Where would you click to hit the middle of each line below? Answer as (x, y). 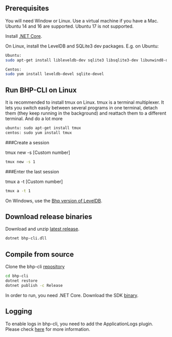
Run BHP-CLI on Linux (41, 90)
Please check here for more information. (48, 329)
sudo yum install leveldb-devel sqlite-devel (55, 74)
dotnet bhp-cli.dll (26, 238)
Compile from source (40, 254)
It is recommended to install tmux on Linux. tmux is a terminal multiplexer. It (85, 102)
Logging (19, 311)
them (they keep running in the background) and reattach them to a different (86, 113)
